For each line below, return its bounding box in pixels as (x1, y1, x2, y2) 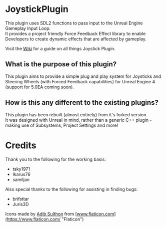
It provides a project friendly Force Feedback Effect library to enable (5, 30, 146, 36)
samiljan (12, 176, 30, 183)
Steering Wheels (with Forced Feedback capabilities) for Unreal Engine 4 (5, 78, 155, 84)
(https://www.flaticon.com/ (5, 216, 61, 222)
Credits (5, 140, 36, 151)
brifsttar (12, 196, 29, 202)
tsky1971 (12, 166, 30, 172)
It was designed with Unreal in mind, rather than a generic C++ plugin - (5, 117, 152, 123)
